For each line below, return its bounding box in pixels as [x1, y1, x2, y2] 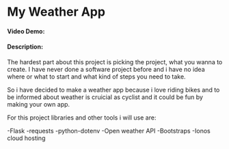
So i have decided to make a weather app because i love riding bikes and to [7, 85, 220, 94]
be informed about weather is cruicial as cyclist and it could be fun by [7, 93, 204, 101]
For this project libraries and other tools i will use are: [7, 113, 157, 122]
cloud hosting [7, 134, 46, 142]
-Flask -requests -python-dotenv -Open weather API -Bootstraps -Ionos [7, 126, 211, 135]
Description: [7, 42, 43, 51]
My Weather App [7, 4, 106, 20]
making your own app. [7, 100, 70, 108]
